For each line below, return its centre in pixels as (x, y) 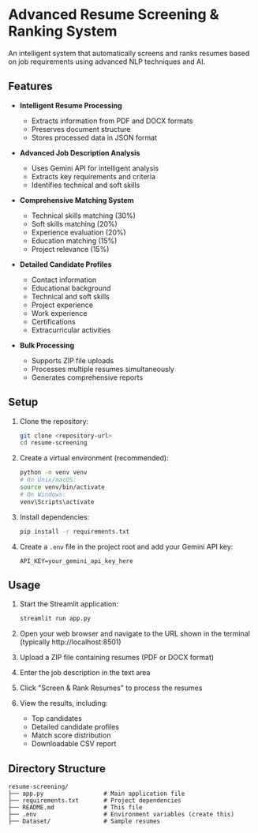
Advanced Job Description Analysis (80, 152)
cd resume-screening (53, 443)
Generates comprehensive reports (87, 377)
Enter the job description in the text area (85, 673)
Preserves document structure (81, 129)
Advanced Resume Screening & (114, 15)
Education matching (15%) (74, 240)
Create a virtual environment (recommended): (94, 458)
